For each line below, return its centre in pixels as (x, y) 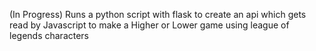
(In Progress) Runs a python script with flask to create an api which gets (158, 14)
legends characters (49, 35)
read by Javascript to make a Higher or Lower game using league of (149, 25)
